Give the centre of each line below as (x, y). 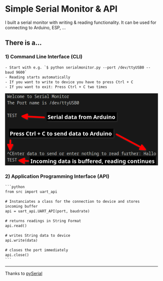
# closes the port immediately (37, 250)
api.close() (17, 255)
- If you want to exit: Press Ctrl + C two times (56, 87)
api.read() (16, 226)
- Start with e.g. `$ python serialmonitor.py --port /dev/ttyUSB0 (75, 67)
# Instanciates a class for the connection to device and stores (72, 202)
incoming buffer (21, 207)
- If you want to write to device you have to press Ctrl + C (69, 82)
